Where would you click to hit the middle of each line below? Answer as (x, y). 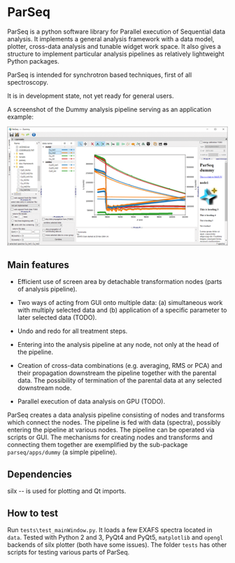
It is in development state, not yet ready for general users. (91, 96)
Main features (38, 265)
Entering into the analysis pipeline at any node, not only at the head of (118, 345)
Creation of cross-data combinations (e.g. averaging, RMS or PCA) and (120, 366)
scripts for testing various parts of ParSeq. (69, 553)
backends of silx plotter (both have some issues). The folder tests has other (117, 545)
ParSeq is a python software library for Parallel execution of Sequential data (116, 31)
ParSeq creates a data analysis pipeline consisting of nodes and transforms (116, 415)
